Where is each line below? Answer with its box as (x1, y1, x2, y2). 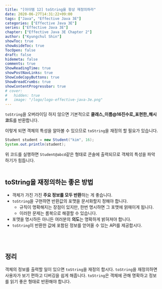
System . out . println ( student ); (5, 142, 66, 147)
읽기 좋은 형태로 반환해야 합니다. (10, 278, 71, 284)
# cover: (5, 88, 23, 93)
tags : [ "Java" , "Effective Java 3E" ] (5, 16, 81, 21)
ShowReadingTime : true (5, 66, 51, 71)
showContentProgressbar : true (5, 84, 66, 89)
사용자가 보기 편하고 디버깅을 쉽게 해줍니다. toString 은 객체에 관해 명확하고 (5, 272, 148, 278)
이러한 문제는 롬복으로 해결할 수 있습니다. (19, 210, 97, 216)
